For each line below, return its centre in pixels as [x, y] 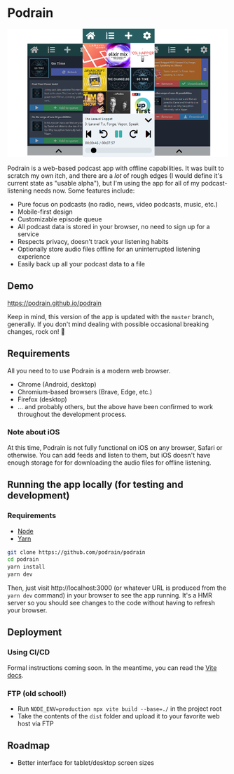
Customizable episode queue [60, 219]
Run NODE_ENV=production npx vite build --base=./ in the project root [119, 709]
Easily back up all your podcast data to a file [81, 264]
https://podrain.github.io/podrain [54, 303]
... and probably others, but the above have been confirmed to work [115, 406]
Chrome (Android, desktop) [57, 384]
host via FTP [35, 723]
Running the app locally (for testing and [95, 485]
